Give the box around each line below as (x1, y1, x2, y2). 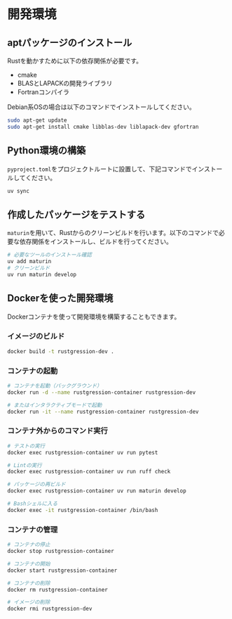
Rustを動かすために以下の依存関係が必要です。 (7, 57, 142, 65)
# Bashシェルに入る (7, 500, 58, 507)
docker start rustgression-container (7, 567, 118, 574)
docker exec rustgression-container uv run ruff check (7, 468, 171, 476)
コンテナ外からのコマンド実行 (7, 426, 109, 436)
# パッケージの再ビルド (7, 481, 66, 488)
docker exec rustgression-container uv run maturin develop (7, 487, 187, 494)
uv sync (7, 187, 30, 194)
